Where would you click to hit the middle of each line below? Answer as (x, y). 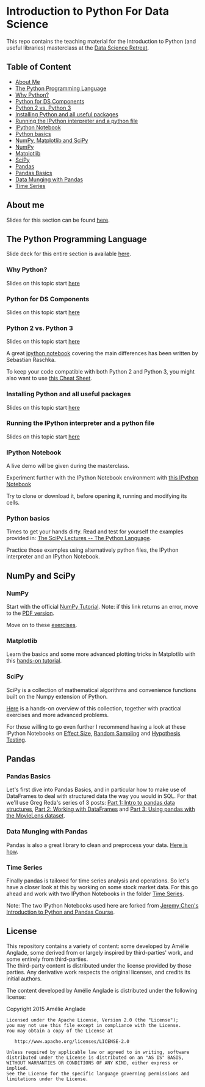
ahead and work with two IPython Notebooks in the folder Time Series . (95, 894)
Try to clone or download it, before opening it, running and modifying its (97, 496)
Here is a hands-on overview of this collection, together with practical (94, 708)
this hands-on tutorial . (34, 661)
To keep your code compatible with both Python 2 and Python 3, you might (101, 372)
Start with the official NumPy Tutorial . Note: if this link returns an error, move (102, 607)
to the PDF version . (31, 613)
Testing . (16, 740)
